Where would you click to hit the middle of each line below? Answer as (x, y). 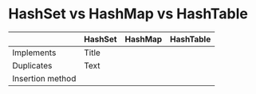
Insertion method (44, 78)
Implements (34, 53)
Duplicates (32, 65)
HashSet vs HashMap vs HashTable (128, 14)
